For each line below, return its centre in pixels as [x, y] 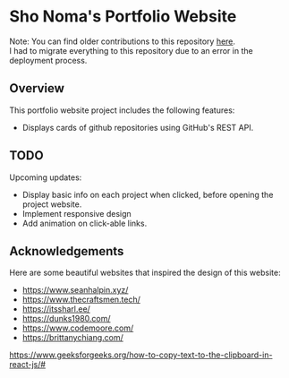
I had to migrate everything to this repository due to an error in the [131, 50]
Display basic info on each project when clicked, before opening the [148, 194]
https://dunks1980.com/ [66, 319]
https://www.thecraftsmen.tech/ [81, 300]
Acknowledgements [67, 251]
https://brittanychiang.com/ [72, 338]
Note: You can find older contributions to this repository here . [122, 41]
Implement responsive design [76, 213]
